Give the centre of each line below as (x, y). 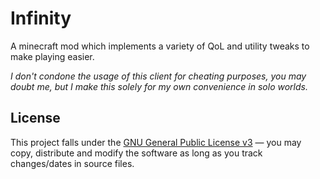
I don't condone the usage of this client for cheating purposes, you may (158, 76)
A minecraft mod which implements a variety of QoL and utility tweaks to (160, 46)
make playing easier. (52, 56)
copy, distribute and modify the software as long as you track (136, 153)
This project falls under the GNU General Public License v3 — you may (156, 142)
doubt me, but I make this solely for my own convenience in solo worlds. (159, 86)
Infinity (41, 18)
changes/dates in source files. (72, 163)
